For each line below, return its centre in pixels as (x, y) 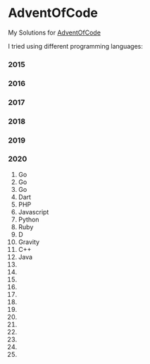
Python (29, 219)
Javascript (33, 212)
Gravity (29, 242)
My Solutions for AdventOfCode (55, 32)
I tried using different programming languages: (75, 46)
